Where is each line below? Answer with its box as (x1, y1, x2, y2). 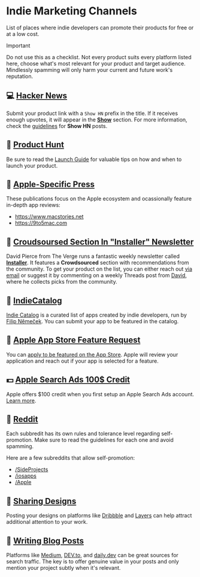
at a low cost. (6, 30, 40, 37)
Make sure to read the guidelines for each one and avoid (34, 436, 174, 444)
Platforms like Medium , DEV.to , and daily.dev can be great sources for (6, 552, 178, 559)
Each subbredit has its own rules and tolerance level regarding (6, 430, 160, 438)
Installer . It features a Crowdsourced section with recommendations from (6, 259, 190, 266)
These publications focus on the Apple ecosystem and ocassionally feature (6, 195, 192, 202)
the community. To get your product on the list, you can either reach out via (6, 265, 193, 273)
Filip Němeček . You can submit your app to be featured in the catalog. (6, 318, 179, 324)
